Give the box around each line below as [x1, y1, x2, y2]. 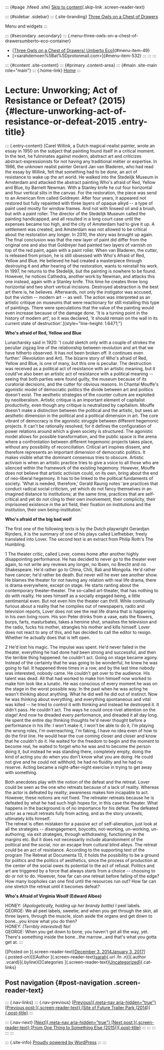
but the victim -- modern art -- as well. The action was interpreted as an [5, 294, 151, 300]
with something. [5, 769, 38, 775]
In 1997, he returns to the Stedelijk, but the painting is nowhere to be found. [5, 268, 157, 274]
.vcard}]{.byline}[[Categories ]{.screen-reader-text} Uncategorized [5, 959, 140, 965]
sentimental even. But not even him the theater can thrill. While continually [5, 598, 155, 604]
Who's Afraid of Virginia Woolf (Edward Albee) [5, 893, 102, 899]
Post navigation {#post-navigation [5, 979, 113, 987]
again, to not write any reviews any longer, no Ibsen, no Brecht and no [5, 561, 146, 567]
